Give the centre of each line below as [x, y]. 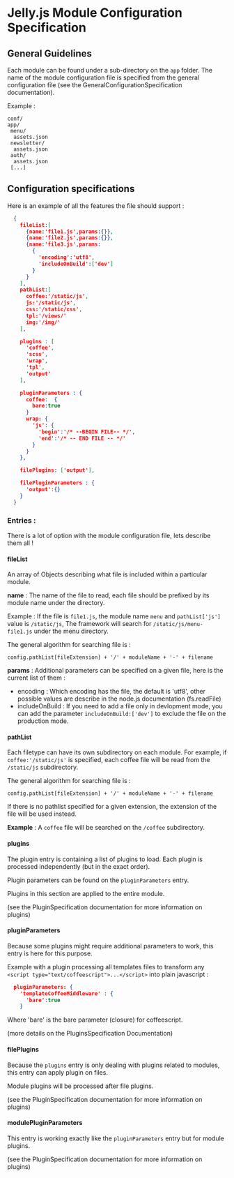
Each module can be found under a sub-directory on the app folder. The [110, 70]
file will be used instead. [42, 814]
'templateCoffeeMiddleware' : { [67, 993]
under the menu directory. [71, 631]
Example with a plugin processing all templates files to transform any [106, 967]
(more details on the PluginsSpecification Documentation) [90, 1034]
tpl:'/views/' [46, 315]
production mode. [43, 721]
